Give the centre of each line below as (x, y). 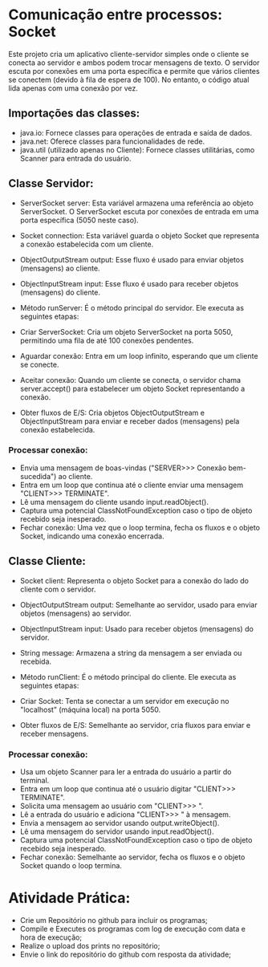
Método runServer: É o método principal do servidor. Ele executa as (132, 307)
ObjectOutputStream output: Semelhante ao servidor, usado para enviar (139, 604)
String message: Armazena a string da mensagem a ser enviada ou (131, 652)
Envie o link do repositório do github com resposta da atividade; (125, 954)
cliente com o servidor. (58, 589)
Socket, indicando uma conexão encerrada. (92, 536)
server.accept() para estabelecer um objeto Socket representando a (132, 388)
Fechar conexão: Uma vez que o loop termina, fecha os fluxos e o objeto (140, 527)
